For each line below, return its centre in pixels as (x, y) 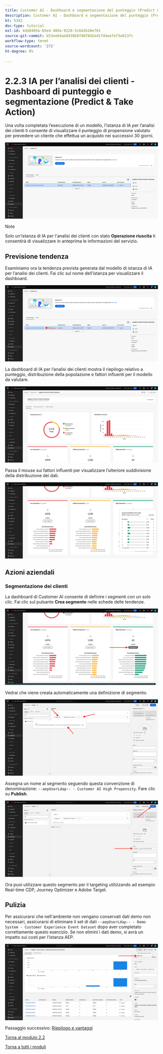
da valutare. (17, 380)
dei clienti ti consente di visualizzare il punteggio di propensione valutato (78, 131)
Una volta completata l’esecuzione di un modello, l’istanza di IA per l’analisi (80, 125)
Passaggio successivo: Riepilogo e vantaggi (49, 1028)
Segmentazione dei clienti (36, 586)
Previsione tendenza (37, 256)
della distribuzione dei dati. (32, 476)
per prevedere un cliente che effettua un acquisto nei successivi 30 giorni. (79, 136)
